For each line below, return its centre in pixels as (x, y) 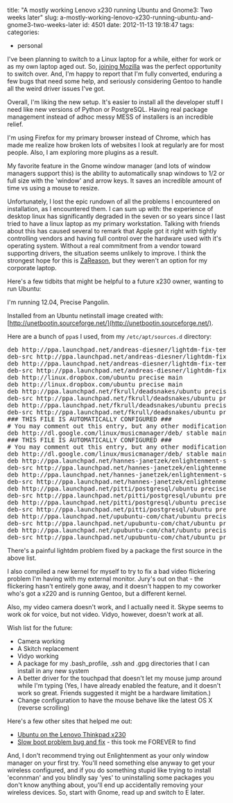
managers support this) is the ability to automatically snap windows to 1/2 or (116, 173)
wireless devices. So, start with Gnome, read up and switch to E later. (106, 792)
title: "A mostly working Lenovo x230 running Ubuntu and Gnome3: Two (110, 10)
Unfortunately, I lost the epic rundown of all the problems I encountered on (114, 201)
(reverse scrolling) (43, 707)
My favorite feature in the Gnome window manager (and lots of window (109, 166)
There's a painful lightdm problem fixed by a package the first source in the (115, 550)
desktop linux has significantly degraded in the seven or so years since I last (116, 216)
